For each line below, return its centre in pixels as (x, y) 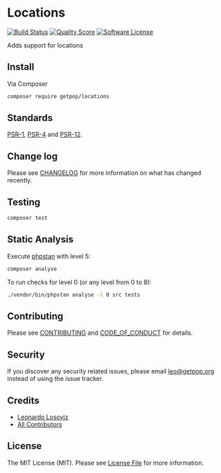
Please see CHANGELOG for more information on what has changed (104, 173)
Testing (24, 202)
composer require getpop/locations (58, 96)
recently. (20, 180)
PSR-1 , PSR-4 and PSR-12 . (45, 135)
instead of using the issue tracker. (55, 379)
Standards (30, 118)
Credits (23, 400)
